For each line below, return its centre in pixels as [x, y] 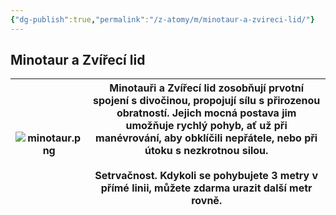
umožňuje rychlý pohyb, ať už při [206, 126]
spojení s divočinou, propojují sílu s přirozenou [207, 101]
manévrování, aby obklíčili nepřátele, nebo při [206, 138]
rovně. [207, 201]
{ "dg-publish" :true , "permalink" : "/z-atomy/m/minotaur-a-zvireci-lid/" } [162, 19]
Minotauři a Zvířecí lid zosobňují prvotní [207, 88]
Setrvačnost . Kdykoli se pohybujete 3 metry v [206, 176]
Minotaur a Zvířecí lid [78, 60]
